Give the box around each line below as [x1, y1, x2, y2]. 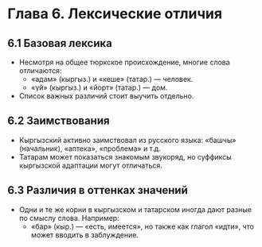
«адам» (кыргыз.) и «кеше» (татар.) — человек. [30, 75, 194, 83]
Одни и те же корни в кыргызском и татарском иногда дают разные [18, 204, 252, 214]
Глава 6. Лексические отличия [7, 5, 223, 23]
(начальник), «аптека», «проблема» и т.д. [18, 144, 161, 153]
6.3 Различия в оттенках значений [7, 183, 188, 197]
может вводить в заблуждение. [30, 230, 139, 239]
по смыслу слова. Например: [18, 213, 120, 222]
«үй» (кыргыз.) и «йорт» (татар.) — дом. [30, 83, 168, 92]
